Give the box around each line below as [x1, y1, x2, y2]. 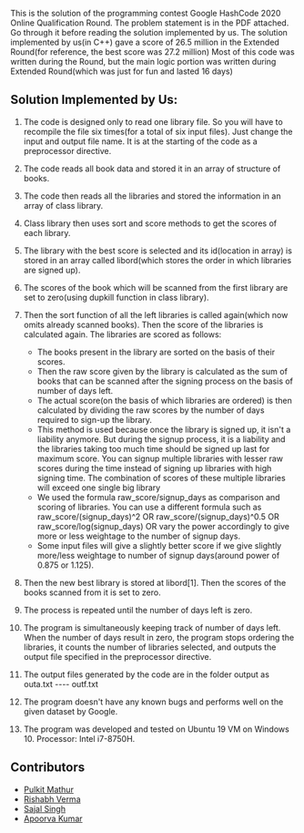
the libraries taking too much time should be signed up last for [36, 443, 270, 454]
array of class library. [23, 200, 104, 211]
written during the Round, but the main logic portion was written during [10, 57, 277, 67]
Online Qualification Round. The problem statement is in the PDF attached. [10, 17, 289, 28]
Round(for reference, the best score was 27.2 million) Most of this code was [10, 46, 295, 57]
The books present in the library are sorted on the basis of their [36, 346, 276, 357]
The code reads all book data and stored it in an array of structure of [23, 163, 281, 174]
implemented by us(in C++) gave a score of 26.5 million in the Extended [10, 36, 280, 47]
